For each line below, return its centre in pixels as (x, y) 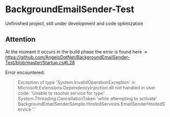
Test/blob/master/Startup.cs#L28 (40, 63)
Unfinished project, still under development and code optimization (74, 23)
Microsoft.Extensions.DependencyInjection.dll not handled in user (87, 87)
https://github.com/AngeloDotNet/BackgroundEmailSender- (68, 57)
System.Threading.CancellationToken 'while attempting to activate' (87, 98)
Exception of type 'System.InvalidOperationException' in (77, 82)
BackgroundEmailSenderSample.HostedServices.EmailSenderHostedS (91, 104)
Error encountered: (25, 72)
